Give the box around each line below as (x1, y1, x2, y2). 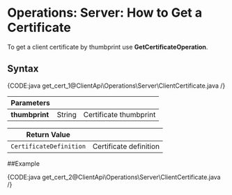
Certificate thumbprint (83, 109, 156, 119)
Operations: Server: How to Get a (7, 5, 203, 21)
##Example (7, 159, 40, 168)
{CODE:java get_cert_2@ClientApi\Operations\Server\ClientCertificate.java (7, 173, 221, 181)
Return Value (26, 130, 71, 139)
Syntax (7, 63, 39, 75)
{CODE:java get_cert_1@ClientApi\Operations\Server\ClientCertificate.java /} (7, 81, 226, 90)
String (56, 109, 77, 119)
